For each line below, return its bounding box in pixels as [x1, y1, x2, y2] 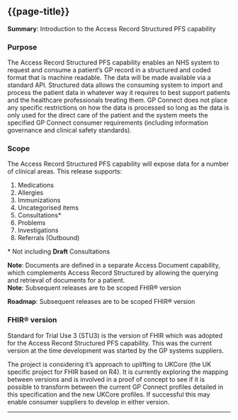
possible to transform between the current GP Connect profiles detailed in [7, 382, 224, 391]
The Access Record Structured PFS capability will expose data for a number [7, 159, 229, 169]
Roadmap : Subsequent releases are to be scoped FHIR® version [7, 297, 195, 306]
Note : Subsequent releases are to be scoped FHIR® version [7, 283, 182, 293]
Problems [17, 219, 46, 227]
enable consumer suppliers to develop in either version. [7, 397, 170, 406]
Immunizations [17, 196, 61, 205]
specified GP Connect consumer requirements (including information [7, 118, 209, 127]
